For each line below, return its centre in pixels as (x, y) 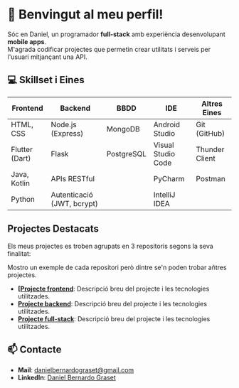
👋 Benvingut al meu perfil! (85, 15)
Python (23, 199)
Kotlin (21, 183)
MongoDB (123, 129)
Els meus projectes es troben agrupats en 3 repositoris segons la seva (110, 246)
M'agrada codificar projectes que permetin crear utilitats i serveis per (109, 49)
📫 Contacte (34, 349)
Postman (211, 178)
